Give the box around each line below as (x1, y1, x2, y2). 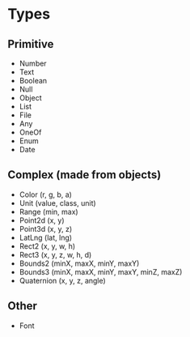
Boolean (19, 76, 48, 85)
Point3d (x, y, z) (19, 224, 73, 233)
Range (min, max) (19, 207, 78, 216)
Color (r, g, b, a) (19, 190, 72, 199)
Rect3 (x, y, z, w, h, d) (19, 250, 92, 259)
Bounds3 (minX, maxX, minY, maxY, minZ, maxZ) (19, 267, 183, 276)
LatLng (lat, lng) (19, 232, 73, 242)
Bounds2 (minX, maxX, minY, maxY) (19, 258, 140, 268)
